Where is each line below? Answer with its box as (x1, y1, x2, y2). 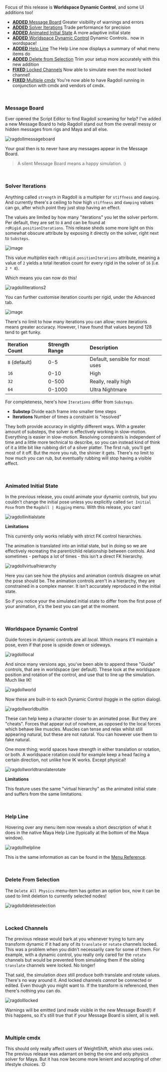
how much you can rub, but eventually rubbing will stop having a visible (5, 455, 152, 461)
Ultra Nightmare (89, 386, 127, 393)
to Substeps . (5, 235, 30, 241)
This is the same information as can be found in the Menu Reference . (5, 854, 147, 860)
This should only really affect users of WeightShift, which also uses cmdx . (5, 1046, 154, 1052)
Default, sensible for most (89, 356, 150, 362)
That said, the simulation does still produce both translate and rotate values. (5, 972, 161, 978)
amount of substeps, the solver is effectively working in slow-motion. (5, 429, 147, 435)
